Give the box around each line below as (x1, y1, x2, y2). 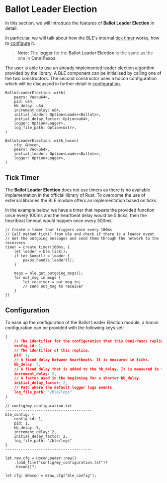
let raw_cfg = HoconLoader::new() (5, 456, 77, 461)
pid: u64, (14, 99, 35, 104)
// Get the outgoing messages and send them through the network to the (5, 236, 159, 241)
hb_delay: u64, (14, 103, 46, 108)
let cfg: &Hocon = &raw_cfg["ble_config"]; (5, 473, 97, 478)
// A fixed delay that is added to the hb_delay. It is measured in (14, 366, 159, 371)
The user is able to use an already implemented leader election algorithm (5, 65, 155, 71)
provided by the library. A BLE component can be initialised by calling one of (5, 70, 162, 76)
